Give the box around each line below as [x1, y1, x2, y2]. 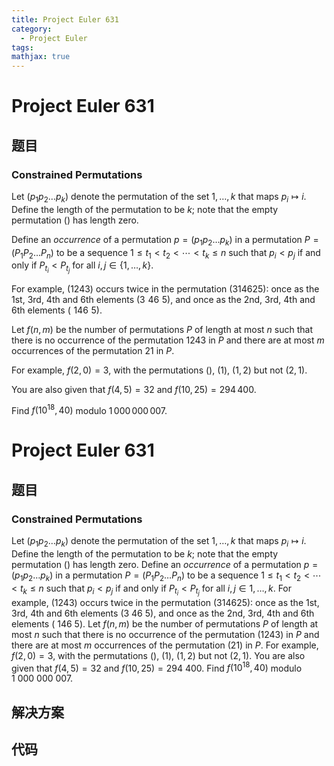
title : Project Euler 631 [11, 14, 119, 25]
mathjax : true [11, 52, 71, 62]
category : [11, 24, 53, 34]
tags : [11, 42, 34, 53]
